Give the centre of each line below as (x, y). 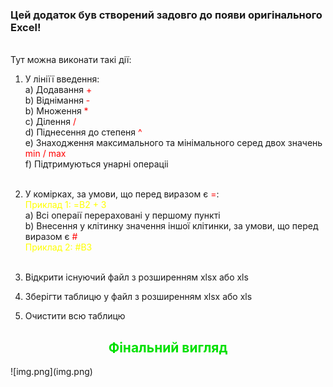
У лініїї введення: (62, 79)
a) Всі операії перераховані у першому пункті (122, 215)
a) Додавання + (58, 90)
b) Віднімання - (57, 100)
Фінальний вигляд (168, 347)
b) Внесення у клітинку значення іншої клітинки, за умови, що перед (171, 226)
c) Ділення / (50, 122)
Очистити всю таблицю (75, 316)
